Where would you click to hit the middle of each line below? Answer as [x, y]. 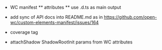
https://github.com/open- [131, 17]
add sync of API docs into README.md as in [56, 17]
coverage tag [24, 32]
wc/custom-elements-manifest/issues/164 [54, 22]
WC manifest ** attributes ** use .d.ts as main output [66, 7]
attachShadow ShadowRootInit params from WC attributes [71, 42]
